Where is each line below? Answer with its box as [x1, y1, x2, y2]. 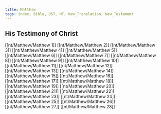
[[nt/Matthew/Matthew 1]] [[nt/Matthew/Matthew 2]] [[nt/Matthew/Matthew [5, 42, 156, 48]
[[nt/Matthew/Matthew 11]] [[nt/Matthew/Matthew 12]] [5, 63, 113, 69]
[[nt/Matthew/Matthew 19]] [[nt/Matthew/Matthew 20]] [5, 83, 115, 89]
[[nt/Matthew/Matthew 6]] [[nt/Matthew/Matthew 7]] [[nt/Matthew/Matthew [5, 53, 157, 58]
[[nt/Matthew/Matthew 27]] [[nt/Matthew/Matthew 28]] [5, 104, 115, 110]
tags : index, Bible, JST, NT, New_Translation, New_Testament [5, 12, 134, 16]
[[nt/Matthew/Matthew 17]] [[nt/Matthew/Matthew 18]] [5, 78, 113, 84]
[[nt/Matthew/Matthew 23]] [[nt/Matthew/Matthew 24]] [5, 94, 116, 100]
